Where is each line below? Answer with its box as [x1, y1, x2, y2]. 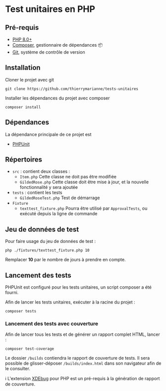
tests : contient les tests [12, 190, 62, 196]
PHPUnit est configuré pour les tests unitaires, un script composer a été [5, 284, 152, 290]
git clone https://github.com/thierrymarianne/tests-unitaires [5, 86, 139, 91]
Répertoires [5, 156, 43, 164]
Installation [5, 64, 41, 72]
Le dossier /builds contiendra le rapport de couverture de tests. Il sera [5, 355, 150, 361]
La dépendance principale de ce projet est [5, 131, 92, 137]
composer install [5, 104, 41, 110]
